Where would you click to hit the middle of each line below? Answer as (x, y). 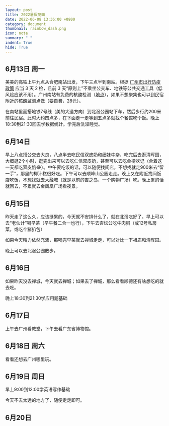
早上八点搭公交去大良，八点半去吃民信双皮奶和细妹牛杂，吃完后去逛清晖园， (84, 155)
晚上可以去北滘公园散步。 (32, 251)
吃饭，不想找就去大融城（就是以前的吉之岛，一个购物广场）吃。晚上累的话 (87, 180)
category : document (26, 24)
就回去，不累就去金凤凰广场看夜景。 (43, 186)
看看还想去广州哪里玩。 (29, 359)
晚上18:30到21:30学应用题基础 (36, 298)
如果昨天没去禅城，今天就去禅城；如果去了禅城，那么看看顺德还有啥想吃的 (82, 281)
